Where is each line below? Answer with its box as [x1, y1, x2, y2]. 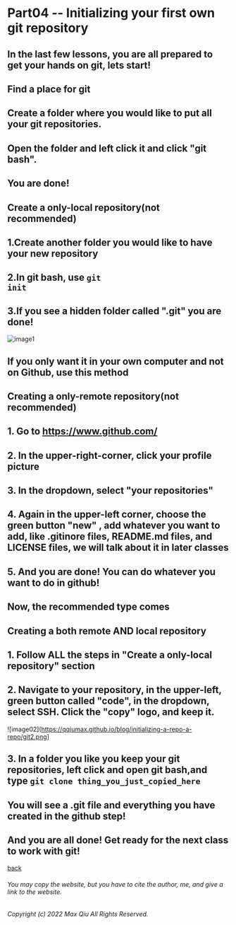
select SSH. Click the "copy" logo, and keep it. [7, 706, 215, 719]
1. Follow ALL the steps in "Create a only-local [7, 649, 213, 661]
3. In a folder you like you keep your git [7, 753, 180, 765]
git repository [7, 20, 89, 36]
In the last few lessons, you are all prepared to [7, 48, 213, 60]
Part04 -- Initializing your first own [7, 5, 215, 21]
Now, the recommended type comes [7, 601, 170, 613]
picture [7, 460, 40, 472]
